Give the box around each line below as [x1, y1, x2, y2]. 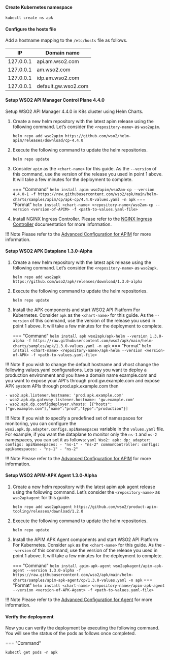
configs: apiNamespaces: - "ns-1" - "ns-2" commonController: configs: [5, 442, 160, 447]
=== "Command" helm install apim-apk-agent [12, 562, 112, 569]
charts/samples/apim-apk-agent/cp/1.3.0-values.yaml [12, 578, 127, 583]
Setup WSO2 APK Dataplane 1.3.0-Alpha [5, 248, 93, 254]
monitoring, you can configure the [5, 420, 77, 427]
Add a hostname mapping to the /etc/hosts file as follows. [5, 37, 128, 43]
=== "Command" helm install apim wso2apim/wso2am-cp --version [12, 186, 155, 192]
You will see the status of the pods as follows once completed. [5, 631, 136, 637]
